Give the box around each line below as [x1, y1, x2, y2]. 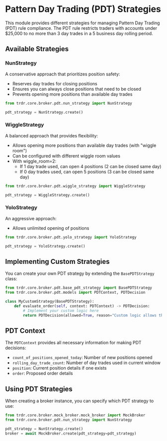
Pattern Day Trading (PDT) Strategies [5, 3, 162, 15]
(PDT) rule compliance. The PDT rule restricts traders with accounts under [5, 25, 158, 31]
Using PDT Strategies [5, 384, 73, 393]
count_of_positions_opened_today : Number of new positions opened [12, 355, 153, 361]
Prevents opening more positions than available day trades [12, 91, 133, 97]
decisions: [5, 345, 26, 351]
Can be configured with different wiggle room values [12, 153, 121, 159]
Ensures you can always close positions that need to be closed [12, 86, 142, 92]
